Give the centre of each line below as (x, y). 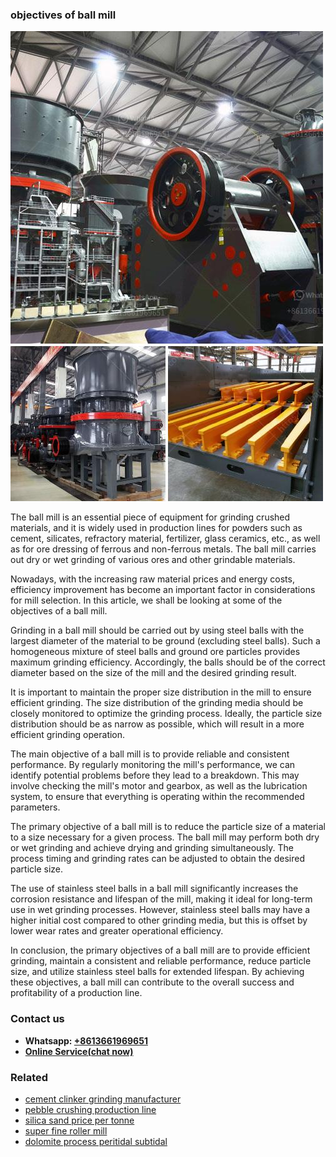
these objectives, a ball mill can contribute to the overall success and (152, 982)
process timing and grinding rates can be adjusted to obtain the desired (158, 859)
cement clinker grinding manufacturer (103, 1099)
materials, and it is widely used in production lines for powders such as (156, 528)
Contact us (37, 1019)
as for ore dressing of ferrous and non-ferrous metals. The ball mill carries (163, 549)
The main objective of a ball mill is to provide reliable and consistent (150, 754)
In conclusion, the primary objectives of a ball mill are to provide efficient (160, 950)
